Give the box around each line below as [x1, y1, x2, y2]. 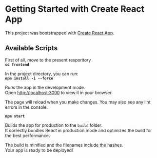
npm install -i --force [5, 76, 54, 81]
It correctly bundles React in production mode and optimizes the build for [5, 127, 152, 133]
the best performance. [5, 133, 50, 138]
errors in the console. [5, 104, 48, 110]
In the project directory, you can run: [5, 71, 78, 77]
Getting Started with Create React [5, 3, 145, 15]
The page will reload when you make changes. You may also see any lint [5, 99, 151, 105]
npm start [5, 114, 25, 118]
